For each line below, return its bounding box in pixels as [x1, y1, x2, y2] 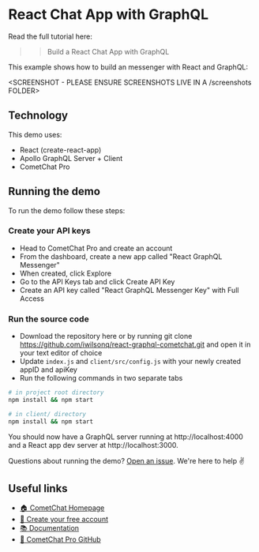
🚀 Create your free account [19, 515, 109, 524]
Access [19, 294, 45, 303]
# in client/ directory [8, 410, 87, 418]
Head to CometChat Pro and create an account [19, 243, 173, 253]
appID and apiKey [19, 365, 77, 374]
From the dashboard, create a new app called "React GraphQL [19, 251, 223, 261]
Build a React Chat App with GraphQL [47, 47, 170, 56]
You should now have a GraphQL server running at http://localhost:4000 [8, 432, 243, 441]
